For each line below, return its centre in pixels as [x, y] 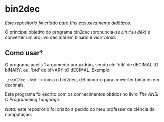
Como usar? [24, 53]
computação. [19, 114]
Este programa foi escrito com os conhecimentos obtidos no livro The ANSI [82, 94]
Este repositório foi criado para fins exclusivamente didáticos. [68, 23]
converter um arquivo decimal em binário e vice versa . [61, 37]
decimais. [15, 85]
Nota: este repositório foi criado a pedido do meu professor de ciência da [80, 109]
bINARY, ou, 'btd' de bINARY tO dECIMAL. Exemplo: [58, 70]
